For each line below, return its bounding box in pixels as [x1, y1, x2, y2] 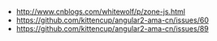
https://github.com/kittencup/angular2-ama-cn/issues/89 [15, 24, 209, 33]
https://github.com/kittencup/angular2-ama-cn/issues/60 [15, 15, 209, 25]
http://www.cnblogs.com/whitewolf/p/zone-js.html [15, 7, 185, 16]
